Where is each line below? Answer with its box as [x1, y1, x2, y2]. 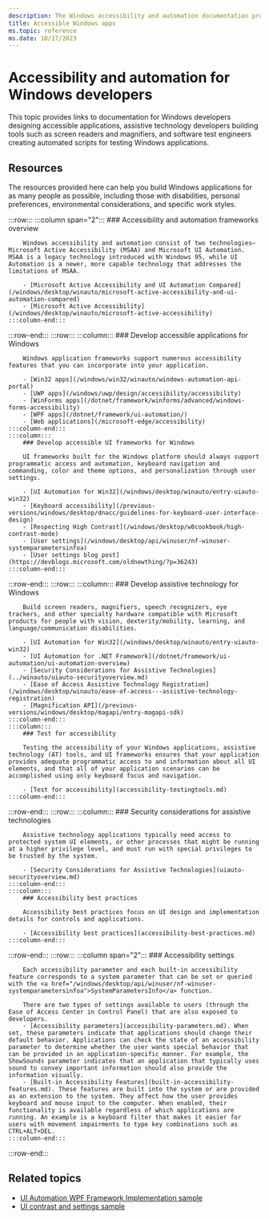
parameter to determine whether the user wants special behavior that [8, 1043, 249, 1051]
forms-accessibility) [8, 404, 81, 412]
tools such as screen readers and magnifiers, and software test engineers [8, 129, 252, 139]
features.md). [8, 1085, 56, 1093]
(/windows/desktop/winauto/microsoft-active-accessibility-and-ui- [8, 288, 239, 296]
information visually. [8, 1071, 84, 1079]
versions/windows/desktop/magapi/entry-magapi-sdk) [8, 709, 184, 717]
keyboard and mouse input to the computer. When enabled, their [8, 1099, 227, 1107]
